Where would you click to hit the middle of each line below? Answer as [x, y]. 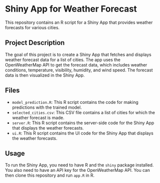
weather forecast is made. [38, 117]
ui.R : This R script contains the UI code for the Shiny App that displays [83, 133]
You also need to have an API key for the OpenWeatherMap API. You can [78, 170]
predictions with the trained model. [47, 107]
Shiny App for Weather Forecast [71, 9]
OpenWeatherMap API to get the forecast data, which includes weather [76, 65]
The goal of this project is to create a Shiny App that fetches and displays [78, 54]
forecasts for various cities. [32, 27]
